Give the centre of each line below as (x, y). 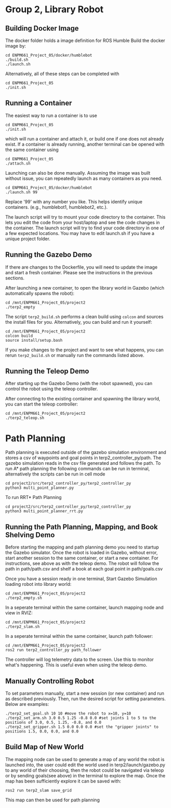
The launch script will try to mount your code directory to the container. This (86, 217)
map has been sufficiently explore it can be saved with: (63, 781)
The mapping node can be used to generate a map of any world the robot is (85, 759)
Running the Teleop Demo (47, 371)
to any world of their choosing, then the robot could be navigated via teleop (85, 770)
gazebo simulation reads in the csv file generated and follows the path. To (83, 463)
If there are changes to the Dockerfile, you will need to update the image (81, 267)
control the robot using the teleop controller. (52, 389)
